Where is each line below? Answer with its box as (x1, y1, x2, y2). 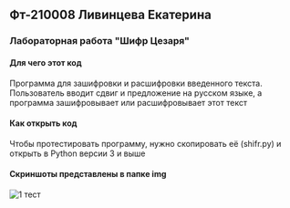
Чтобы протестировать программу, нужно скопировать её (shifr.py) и (9, 138, 282, 149)
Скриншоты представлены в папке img (9, 169, 167, 180)
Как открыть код (9, 118, 78, 129)
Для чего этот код (9, 57, 82, 68)
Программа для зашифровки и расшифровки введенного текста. (9, 78, 263, 88)
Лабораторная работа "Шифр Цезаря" (9, 35, 190, 47)
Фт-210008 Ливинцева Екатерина (9, 7, 212, 23)
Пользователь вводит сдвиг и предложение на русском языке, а (9, 87, 263, 99)
